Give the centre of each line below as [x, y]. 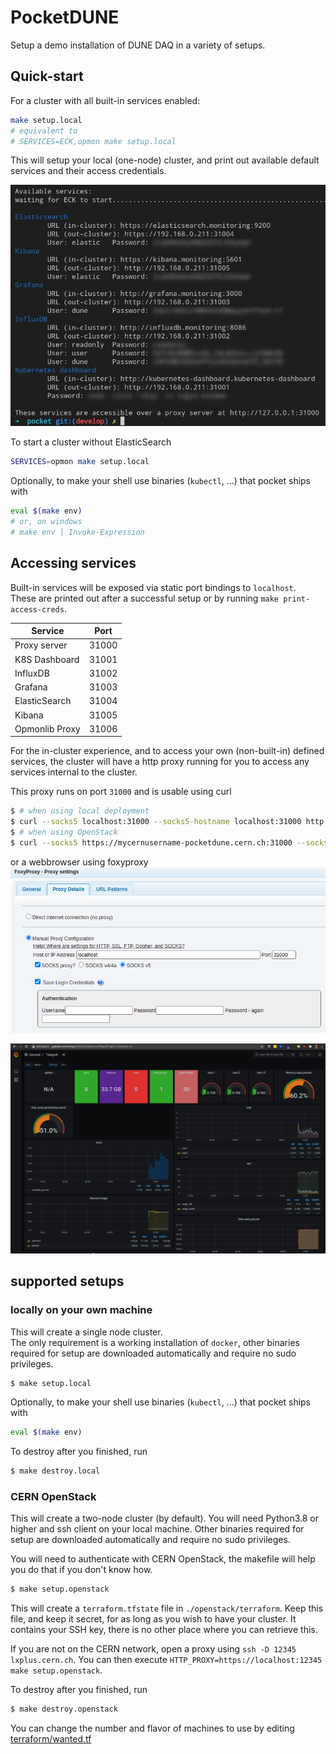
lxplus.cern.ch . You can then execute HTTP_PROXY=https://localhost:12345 [166, 1660]
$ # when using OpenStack [64, 832]
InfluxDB [32, 673]
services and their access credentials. [88, 171]
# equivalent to [44, 131]
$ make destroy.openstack [64, 1709]
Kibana [29, 715]
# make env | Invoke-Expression [77, 532]
